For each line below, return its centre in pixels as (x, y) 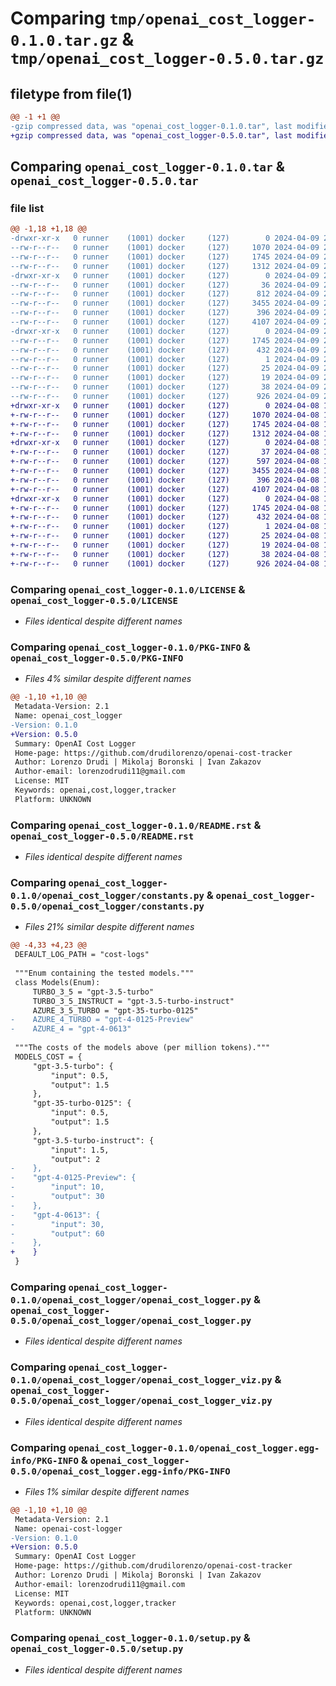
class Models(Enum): (57, 982)
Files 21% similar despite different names (109, 927)
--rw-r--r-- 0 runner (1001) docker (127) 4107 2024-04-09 (165, 322)
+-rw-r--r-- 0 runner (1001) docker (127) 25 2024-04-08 (165, 536)
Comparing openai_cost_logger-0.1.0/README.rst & (136, 825)
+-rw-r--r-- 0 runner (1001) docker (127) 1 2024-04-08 (165, 527)
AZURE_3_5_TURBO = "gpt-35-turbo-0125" (115, 1010)
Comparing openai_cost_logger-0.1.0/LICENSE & (128, 589)
